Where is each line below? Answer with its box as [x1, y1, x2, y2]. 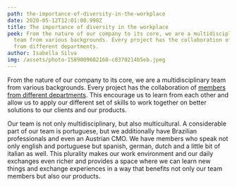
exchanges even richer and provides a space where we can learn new [7, 157, 211, 165]
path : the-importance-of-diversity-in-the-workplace [7, 10, 166, 18]
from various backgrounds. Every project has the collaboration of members [7, 83, 226, 92]
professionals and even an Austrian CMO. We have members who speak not [7, 134, 229, 143]
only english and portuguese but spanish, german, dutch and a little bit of [7, 142, 221, 150]
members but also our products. [7, 171, 101, 180]
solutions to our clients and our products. [7, 105, 127, 114]
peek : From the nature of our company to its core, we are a [7, 30, 191, 37]
